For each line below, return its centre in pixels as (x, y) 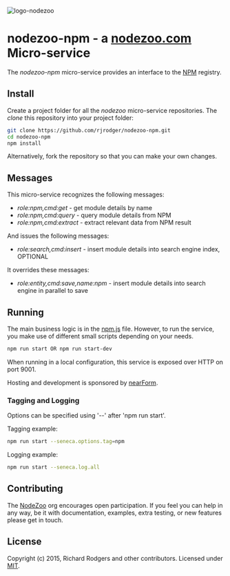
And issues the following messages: (58, 236)
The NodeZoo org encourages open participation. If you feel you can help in (115, 505)
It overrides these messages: (48, 270)
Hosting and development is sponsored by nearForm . (83, 382)
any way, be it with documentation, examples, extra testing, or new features (115, 513)
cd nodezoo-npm (29, 137)
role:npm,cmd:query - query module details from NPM (94, 215)
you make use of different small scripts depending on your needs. (101, 336)
